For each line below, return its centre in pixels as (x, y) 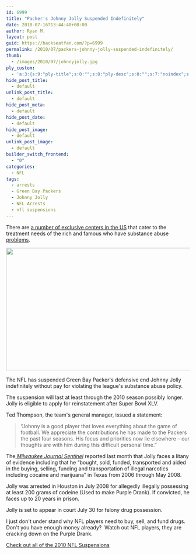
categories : (20, 167)
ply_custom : (20, 68)
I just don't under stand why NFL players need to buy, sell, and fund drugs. (96, 521)
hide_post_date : (26, 117)
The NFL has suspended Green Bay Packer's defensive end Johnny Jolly (94, 380)
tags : (13, 179)
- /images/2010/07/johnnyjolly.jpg (55, 61)
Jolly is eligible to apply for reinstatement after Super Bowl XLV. (82, 403)
